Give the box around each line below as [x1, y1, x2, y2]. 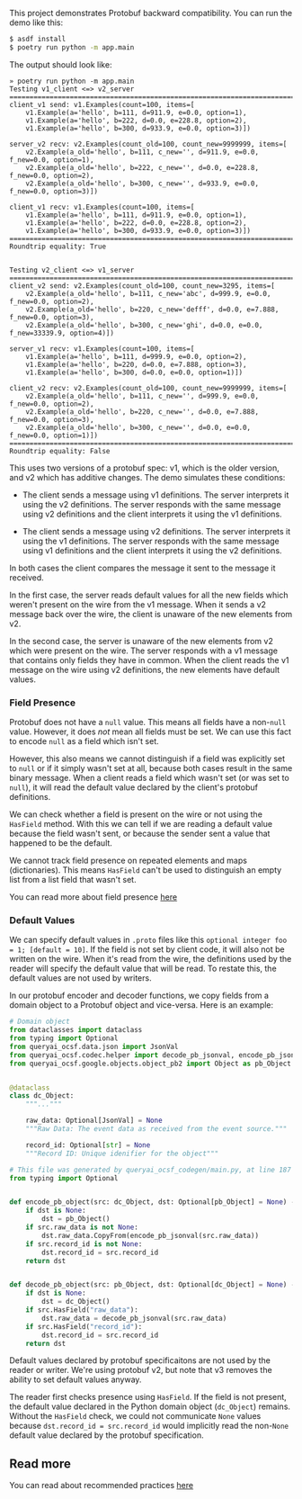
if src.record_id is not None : [25, 1239, 143, 1249]
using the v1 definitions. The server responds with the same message [22, 535, 280, 546]
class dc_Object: [9, 1091, 75, 1100]
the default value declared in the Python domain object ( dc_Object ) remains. [9, 1401, 290, 1412]
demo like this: [9, 17, 64, 28]
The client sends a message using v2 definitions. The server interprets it [22, 525, 291, 536]
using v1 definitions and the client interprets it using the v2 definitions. [22, 544, 282, 556]
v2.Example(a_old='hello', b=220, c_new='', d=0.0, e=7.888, [25, 407, 259, 417]
